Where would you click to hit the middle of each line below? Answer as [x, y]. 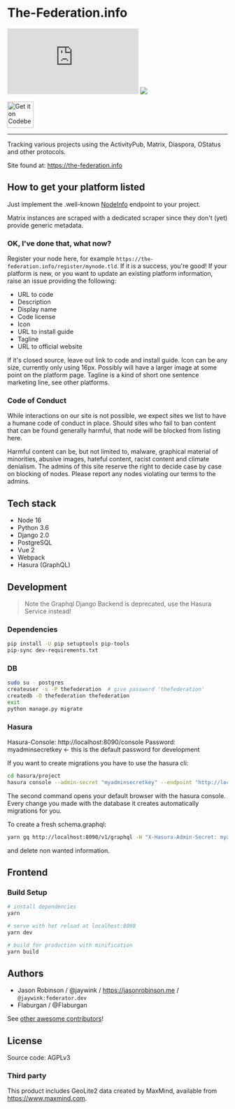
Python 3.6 [33, 528]
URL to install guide [45, 332]
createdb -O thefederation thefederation [69, 696]
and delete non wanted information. [59, 850]
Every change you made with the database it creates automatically [103, 803]
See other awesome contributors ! [55, 1019]
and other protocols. [37, 151]
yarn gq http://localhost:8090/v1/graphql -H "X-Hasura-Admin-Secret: [112, 837]
